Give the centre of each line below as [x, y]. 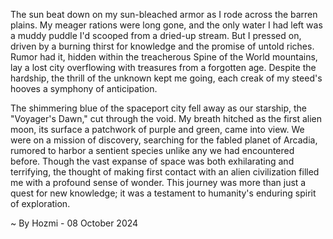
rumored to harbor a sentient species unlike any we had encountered [152, 150]
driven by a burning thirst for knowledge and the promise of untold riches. [162, 46]
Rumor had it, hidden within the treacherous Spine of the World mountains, [164, 57]
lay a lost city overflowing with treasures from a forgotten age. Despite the [163, 67]
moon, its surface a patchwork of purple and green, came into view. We [157, 129]
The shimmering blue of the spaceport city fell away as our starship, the [159, 108]
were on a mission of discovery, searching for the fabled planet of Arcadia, [164, 140]
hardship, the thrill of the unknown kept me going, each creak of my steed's [166, 78]
